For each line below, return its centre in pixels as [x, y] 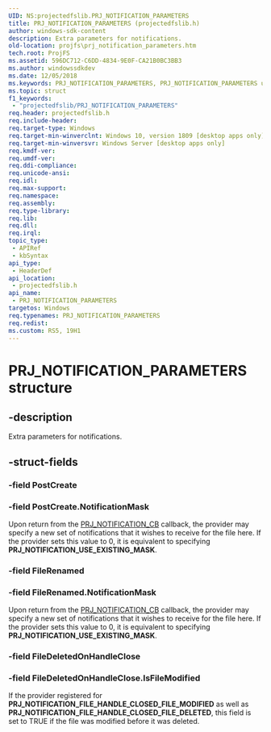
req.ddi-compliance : [43, 166]
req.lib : [23, 218]
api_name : [25, 293]
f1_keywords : [30, 98]
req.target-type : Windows [52, 128]
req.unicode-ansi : [39, 173]
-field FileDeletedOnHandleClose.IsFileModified [104, 678]
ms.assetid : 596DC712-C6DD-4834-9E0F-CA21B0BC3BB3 [95, 61]
